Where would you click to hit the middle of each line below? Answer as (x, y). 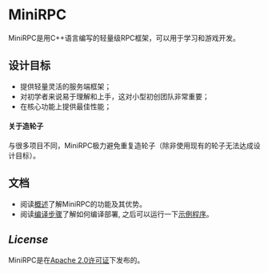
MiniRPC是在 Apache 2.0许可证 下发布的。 (76, 260)
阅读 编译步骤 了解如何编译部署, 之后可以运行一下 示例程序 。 (116, 214)
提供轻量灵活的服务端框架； (66, 86)
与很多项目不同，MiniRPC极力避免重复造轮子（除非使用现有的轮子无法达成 (131, 145)
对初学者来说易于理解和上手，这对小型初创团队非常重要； (114, 96)
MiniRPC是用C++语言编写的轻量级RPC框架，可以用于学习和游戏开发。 (124, 38)
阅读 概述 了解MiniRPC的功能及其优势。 (83, 204)
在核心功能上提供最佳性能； (66, 106)
